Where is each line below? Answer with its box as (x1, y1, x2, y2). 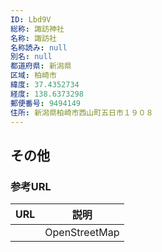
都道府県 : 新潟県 (10, 61, 72, 71)
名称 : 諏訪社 (10, 33, 57, 43)
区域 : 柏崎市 (10, 71, 57, 81)
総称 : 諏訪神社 (10, 24, 65, 34)
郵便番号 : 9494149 (10, 98, 82, 108)
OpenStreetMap (44, 226, 120, 240)
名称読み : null (10, 42, 68, 53)
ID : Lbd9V (10, 14, 52, 25)
